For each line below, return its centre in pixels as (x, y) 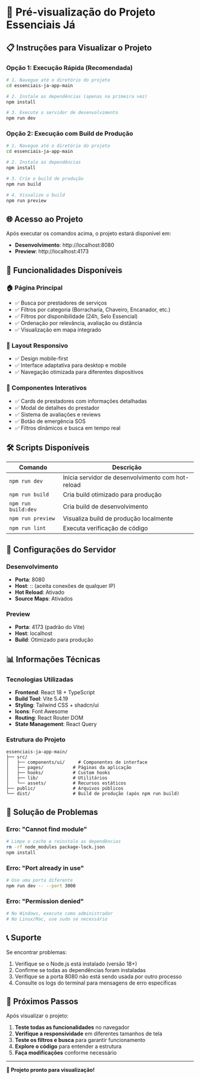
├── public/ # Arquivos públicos (65, 789)
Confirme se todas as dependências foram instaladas (80, 970)
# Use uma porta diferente (40, 880)
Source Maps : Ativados (44, 599)
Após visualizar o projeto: (37, 1016)
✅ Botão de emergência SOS (50, 421)
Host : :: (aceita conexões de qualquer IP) (65, 586)
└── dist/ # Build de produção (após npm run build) (93, 794)
